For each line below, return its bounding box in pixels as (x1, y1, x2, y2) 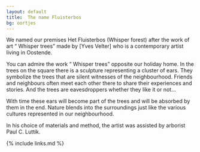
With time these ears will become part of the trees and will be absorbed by (6, 98, 190, 105)
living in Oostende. (6, 49, 53, 56)
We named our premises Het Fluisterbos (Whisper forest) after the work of (6, 37, 190, 44)
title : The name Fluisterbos (6, 14, 82, 20)
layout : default (6, 8, 47, 15)
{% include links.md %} (6, 140, 65, 147)
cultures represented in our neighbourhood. (6, 110, 114, 117)
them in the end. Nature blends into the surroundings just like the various (6, 104, 186, 111)
